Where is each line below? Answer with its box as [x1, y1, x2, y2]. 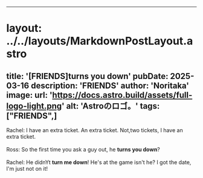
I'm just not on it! [6, 165, 48, 172]
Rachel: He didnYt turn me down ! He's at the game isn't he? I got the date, [6, 159, 192, 166]
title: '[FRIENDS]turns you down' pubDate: [6, 71, 169, 81]
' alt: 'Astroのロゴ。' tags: [61, 101, 160, 111]
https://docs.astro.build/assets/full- [52, 90, 193, 100]
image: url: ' [6, 90, 53, 100]
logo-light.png [6, 101, 62, 111]
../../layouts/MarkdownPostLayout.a [6, 34, 193, 48]
